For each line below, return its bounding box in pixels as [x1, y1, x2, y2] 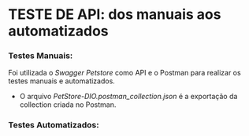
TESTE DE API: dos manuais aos [8, 6, 221, 24]
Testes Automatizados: [8, 119, 100, 130]
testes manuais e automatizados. [8, 76, 116, 86]
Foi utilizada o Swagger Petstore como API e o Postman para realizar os [8, 68, 242, 78]
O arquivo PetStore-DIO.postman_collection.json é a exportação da [19, 92, 238, 101]
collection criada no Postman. [19, 100, 117, 109]
